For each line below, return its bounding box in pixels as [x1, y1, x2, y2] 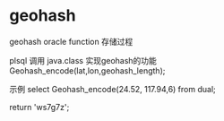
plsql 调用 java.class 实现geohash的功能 [9, 55, 157, 65]
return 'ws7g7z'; [9, 101, 70, 112]
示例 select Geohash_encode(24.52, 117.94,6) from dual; [9, 83, 217, 94]
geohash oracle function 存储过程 [9, 36, 134, 47]
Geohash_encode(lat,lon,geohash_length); [9, 65, 166, 76]
